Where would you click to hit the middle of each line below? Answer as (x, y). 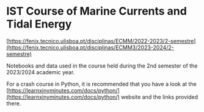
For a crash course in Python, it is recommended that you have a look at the (101, 84)
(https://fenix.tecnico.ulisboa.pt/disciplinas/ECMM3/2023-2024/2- (90, 47)
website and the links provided (160, 97)
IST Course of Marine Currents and (97, 11)
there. (14, 103)
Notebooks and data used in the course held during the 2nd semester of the (102, 66)
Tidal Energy (39, 24)
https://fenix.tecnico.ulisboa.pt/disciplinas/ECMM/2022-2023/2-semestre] (102, 41)
